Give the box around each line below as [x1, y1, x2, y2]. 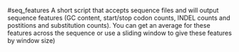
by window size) [7, 36, 56, 45]
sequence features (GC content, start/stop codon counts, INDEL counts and [7, 14, 230, 22]
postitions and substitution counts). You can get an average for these [7, 21, 210, 29]
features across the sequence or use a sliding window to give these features [7, 28, 232, 37]
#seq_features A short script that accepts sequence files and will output [7, 6, 219, 14]
